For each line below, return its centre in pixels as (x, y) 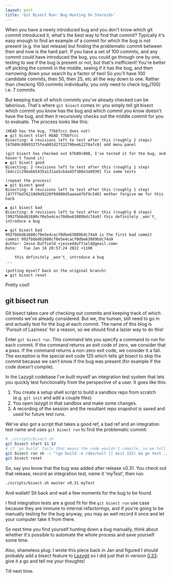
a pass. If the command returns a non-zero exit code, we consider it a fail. (83, 351)
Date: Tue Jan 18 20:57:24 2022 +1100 (49, 248)
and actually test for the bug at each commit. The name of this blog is (79, 324)
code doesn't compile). (30, 367)
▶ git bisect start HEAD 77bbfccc (42, 135)
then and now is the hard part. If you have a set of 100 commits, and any (81, 51)
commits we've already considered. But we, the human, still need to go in (82, 319)
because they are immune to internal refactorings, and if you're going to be (84, 508)
